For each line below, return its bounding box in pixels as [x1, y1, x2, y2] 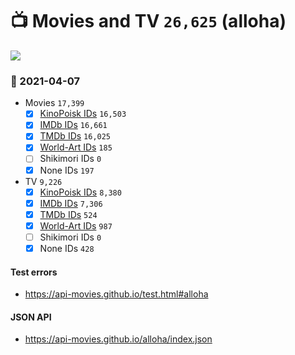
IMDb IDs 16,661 [39, 119, 108, 131]
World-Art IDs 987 [39, 219, 113, 232]
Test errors [10, 266, 58, 278]
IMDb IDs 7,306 [39, 197, 103, 209]
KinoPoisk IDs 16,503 [39, 108, 127, 120]
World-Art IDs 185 [39, 141, 113, 153]
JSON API [10, 311, 52, 323]
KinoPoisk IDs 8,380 [39, 186, 122, 198]
